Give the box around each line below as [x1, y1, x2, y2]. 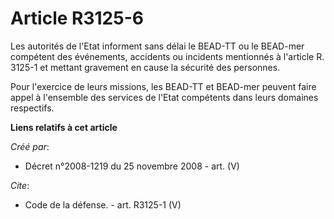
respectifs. [10, 102, 55, 114]
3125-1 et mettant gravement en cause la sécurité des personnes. [10, 61, 281, 73]
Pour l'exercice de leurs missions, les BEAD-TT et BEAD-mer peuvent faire [10, 80, 317, 92]
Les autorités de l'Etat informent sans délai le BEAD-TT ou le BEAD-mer [10, 40, 305, 52]
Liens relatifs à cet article [10, 121, 118, 133]
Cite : [10, 179, 30, 191]
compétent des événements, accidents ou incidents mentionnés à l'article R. [10, 50, 325, 62]
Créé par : [10, 140, 50, 152]
